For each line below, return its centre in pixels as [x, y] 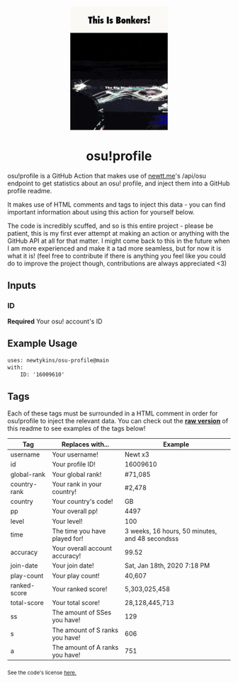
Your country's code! [83, 501]
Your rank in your [77, 484]
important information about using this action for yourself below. [101, 212]
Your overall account [82, 548]
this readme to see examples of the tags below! [76, 429]
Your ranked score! [80, 589]
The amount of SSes [82, 613]
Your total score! [76, 603]
